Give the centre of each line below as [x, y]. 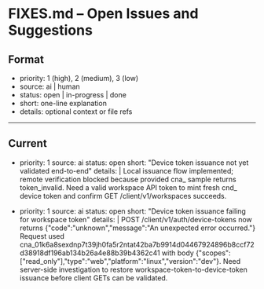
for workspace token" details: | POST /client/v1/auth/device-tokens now [136, 219]
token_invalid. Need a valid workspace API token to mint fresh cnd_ [128, 187]
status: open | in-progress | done [73, 95]
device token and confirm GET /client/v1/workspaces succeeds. [123, 196]
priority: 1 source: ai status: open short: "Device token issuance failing [132, 211]
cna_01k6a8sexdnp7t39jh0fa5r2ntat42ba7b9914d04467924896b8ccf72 [137, 244]
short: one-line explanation [63, 103]
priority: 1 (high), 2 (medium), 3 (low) [79, 78]
